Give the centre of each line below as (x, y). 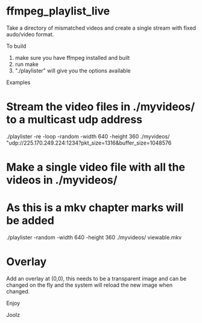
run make (27, 64)
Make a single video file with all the (96, 167)
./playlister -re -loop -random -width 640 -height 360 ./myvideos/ (88, 136)
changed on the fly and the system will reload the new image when (90, 285)
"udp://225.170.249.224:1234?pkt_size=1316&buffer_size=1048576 (89, 143)
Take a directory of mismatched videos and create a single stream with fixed (101, 28)
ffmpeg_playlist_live (58, 11)
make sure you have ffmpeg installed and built (72, 57)
